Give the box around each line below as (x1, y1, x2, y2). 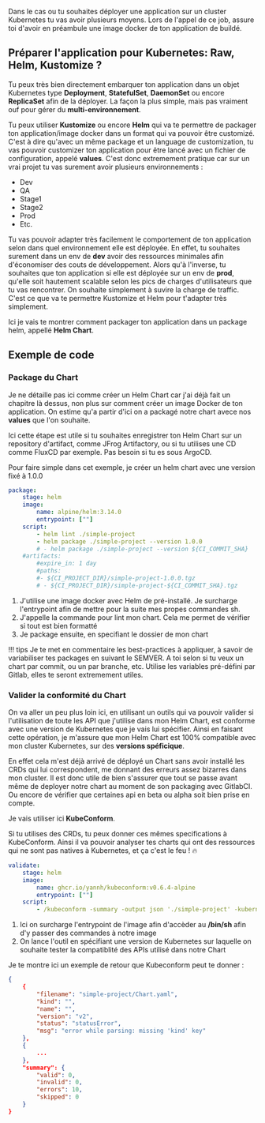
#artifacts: (22, 552, 62, 560)
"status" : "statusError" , (36, 1020, 122, 1027)
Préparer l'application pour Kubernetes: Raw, (8, 47, 235, 60)
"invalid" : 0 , (36, 1078, 83, 1087)
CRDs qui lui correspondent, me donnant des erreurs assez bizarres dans (8, 765, 247, 775)
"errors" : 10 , (36, 1086, 83, 1094)
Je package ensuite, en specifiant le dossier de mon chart (19, 629, 209, 639)
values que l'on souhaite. (8, 415, 91, 425)
